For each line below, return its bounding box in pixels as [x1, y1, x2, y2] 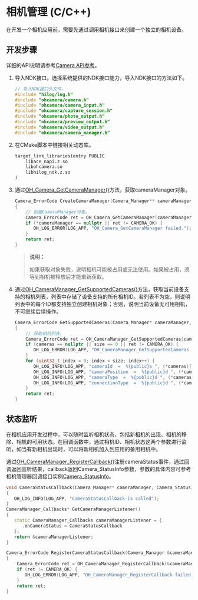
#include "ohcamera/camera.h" [14, 97, 90, 103]
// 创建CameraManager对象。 [25, 209, 90, 215]
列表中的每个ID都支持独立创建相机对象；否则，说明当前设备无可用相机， [14, 300, 190, 307]
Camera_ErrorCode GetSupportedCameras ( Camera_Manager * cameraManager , [14, 319, 192, 325]
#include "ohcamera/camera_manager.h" [14, 130, 110, 136]
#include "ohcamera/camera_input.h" [14, 103, 105, 108]
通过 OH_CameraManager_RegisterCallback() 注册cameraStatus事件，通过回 [6, 458, 190, 465]
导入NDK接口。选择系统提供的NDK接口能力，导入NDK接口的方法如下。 [14, 74, 187, 81]
